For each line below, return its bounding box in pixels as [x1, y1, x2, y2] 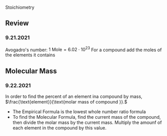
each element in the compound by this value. [12, 125, 107, 131]
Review [5, 19, 29, 27]
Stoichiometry [5, 5, 34, 10]
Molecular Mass [5, 66, 57, 75]
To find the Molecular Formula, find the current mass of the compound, [12, 114, 161, 120]
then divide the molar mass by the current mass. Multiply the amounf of [12, 119, 162, 126]
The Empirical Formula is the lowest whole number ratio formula [12, 109, 146, 115]
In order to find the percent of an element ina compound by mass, [5, 93, 143, 99]
